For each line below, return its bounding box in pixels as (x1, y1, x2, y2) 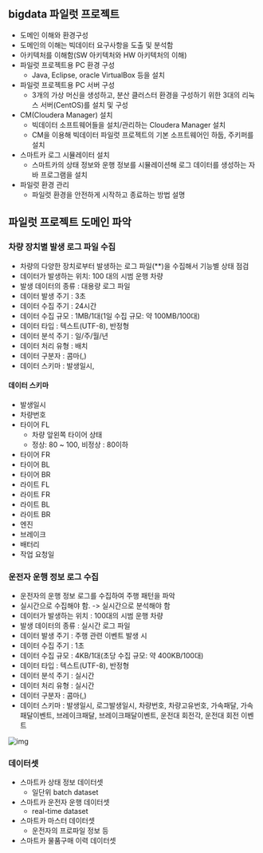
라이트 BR (19, 509, 51, 519)
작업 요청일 (19, 549, 55, 559)
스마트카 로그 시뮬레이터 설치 (19, 150, 110, 160)
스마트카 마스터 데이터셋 (19, 816, 96, 826)
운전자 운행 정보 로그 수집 (8, 571, 100, 582)
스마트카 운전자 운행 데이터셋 (19, 797, 110, 808)
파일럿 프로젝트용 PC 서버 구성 (19, 80, 116, 89)
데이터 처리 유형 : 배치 (19, 341, 88, 350)
